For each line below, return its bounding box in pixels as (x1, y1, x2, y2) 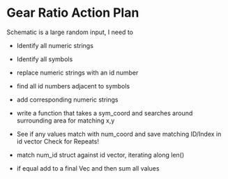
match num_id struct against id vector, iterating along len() (16, 150, 185, 159)
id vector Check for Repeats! (16, 137, 99, 146)
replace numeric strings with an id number (16, 68, 139, 77)
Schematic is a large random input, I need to (6, 28, 134, 36)
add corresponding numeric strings (16, 95, 119, 104)
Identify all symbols (16, 54, 73, 63)
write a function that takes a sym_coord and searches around (16, 109, 193, 117)
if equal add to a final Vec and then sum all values (16, 164, 160, 172)
